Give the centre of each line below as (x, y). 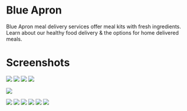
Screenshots (38, 63)
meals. (14, 39)
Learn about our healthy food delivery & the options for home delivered (92, 32)
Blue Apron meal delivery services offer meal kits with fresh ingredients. (94, 26)
